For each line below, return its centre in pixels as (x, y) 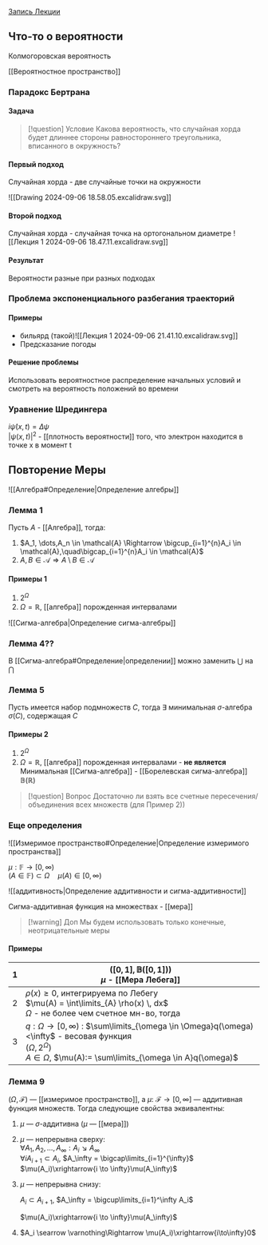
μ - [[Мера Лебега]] (141, 980)
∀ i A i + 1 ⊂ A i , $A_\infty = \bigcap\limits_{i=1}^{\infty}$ (106, 1159)
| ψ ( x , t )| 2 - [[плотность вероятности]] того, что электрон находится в (126, 436)
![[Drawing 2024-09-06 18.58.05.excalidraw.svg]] (90, 197)
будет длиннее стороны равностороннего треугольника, (124, 137)
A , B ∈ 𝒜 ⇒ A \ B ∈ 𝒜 (57, 559)
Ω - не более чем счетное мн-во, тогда (103, 1012)
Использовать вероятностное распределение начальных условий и (124, 380)
